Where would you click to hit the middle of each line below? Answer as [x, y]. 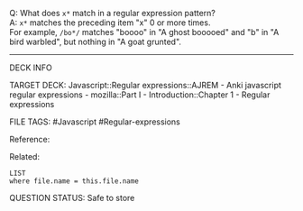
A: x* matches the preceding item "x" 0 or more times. [110, 23]
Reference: [30, 139]
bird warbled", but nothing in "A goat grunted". [96, 41]
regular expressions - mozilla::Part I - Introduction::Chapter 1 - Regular [140, 95]
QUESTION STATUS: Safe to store [72, 198]
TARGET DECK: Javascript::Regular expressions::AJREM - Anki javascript [146, 85]
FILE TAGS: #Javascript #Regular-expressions [95, 122]
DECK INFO [31, 68]
